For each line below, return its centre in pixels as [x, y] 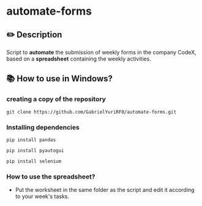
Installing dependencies [43, 127]
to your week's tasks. [42, 196]
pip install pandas [31, 140]
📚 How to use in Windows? [60, 79]
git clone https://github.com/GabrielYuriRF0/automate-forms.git [91, 112]
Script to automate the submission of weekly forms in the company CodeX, [102, 52]
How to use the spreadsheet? [51, 177]
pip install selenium [34, 161]
